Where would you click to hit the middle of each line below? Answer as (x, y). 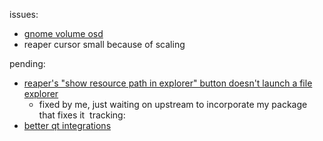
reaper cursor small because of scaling (104, 44)
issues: (24, 14)
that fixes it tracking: (82, 115)
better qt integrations (67, 125)
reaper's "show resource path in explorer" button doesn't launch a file (168, 83)
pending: (27, 63)
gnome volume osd (63, 33)
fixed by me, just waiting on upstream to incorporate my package (173, 104)
